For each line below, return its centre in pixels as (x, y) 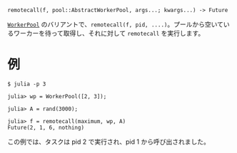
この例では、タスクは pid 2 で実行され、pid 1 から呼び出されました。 (109, 142)
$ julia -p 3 (27, 84)
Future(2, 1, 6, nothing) (46, 127)
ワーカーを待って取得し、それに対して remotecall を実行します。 (109, 33)
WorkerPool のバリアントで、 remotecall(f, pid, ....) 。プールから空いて (115, 24)
